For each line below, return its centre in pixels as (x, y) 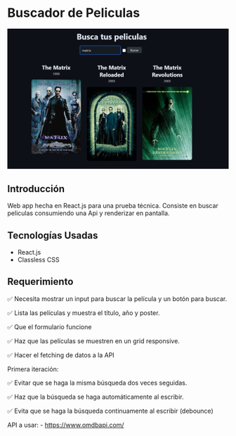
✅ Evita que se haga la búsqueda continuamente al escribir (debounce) (110, 411)
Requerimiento (40, 282)
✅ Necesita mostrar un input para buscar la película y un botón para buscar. (117, 299)
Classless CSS (38, 259)
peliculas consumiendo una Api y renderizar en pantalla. (88, 213)
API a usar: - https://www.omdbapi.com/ (66, 425)
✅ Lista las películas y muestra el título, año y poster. (84, 313)
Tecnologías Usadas (53, 235)
